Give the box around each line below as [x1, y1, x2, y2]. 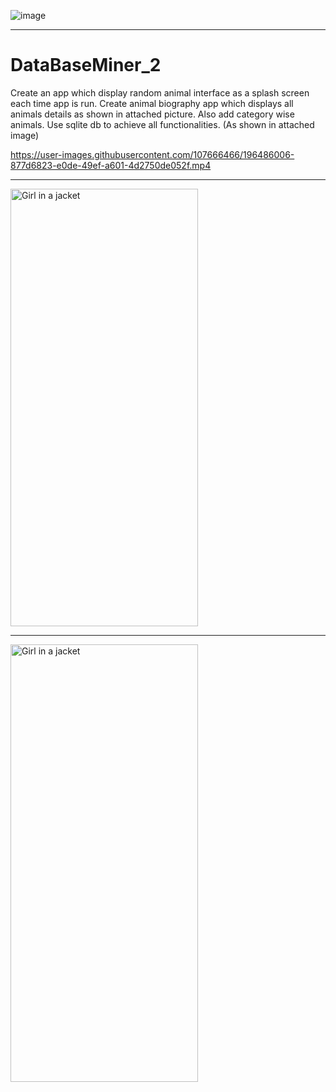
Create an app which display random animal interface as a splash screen [10, 86, 310, 99]
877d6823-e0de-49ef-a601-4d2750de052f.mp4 [10, 159, 212, 171]
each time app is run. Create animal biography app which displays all [10, 97, 294, 109]
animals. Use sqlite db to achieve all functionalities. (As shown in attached [10, 118, 315, 130]
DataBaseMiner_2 [10, 54, 162, 77]
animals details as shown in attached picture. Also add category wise [10, 108, 295, 120]
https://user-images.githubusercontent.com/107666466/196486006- [10, 148, 295, 160]
